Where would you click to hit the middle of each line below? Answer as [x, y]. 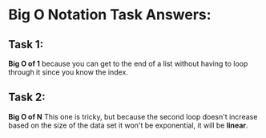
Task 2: [27, 97]
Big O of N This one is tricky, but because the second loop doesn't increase [133, 116]
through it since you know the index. [68, 72]
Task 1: [26, 45]
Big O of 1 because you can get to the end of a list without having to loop [128, 63]
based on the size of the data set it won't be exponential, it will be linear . [128, 125]
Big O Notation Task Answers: [110, 15]
